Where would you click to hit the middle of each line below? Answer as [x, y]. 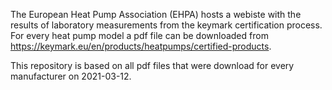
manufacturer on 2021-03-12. [71, 76]
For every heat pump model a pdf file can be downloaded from [139, 35]
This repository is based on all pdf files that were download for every [152, 65]
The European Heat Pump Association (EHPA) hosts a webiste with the [156, 14]
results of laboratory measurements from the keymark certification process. [166, 25]
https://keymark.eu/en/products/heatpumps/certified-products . [141, 46]
